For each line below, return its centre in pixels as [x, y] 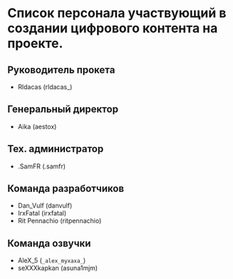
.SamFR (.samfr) [42, 166]
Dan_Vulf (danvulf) [45, 206]
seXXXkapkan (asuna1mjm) [58, 268]
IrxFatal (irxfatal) [42, 213]
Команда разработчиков [66, 189]
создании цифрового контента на [113, 28]
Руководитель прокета [61, 70]
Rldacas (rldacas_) [45, 87]
